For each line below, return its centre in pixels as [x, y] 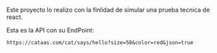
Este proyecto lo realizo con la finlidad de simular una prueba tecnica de [108, 10]
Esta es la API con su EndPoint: [50, 30]
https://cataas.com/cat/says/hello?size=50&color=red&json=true [100, 43]
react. [15, 17]
